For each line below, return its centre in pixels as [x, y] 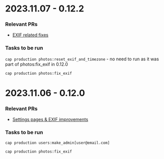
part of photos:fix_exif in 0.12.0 [37, 64]
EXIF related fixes [30, 35]
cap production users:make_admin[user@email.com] [58, 143]
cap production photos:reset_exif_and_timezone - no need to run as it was [82, 59]
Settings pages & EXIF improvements [50, 120]
